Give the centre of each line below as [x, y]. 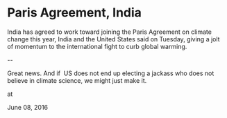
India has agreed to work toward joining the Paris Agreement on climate [109, 32]
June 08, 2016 [28, 107]
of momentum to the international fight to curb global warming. [97, 46]
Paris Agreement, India [75, 13]
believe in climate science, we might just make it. [77, 80]
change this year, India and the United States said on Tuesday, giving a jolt [113, 39]
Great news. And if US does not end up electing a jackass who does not [111, 73]
